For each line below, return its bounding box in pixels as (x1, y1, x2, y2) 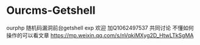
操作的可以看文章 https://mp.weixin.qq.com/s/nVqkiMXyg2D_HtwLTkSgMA (6, 31, 194, 39)
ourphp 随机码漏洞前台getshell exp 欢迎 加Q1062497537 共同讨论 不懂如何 (6, 24, 194, 31)
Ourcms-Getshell (6, 4, 96, 17)
